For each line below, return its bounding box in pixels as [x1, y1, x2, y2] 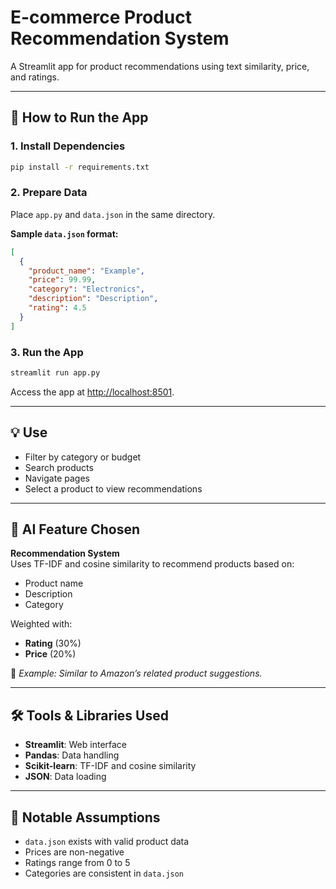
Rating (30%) [24, 637, 82, 650]
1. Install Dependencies [10, 139, 126, 153]
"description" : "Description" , [28, 294, 159, 304]
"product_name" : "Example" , [28, 266, 145, 276]
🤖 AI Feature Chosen [10, 521, 141, 538]
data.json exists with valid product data [24, 836, 190, 848]
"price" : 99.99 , [28, 275, 97, 285]
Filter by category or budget [24, 451, 142, 463]
